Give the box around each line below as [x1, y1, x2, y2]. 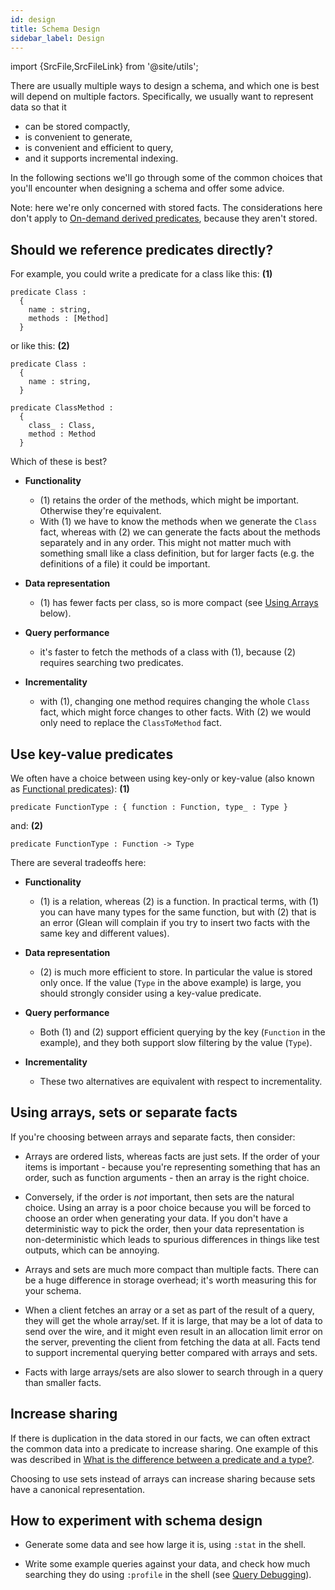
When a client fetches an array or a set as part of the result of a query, [24, 1304, 315, 1316]
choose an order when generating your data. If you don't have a [24, 1212, 288, 1224]
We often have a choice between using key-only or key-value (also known [10, 772, 315, 784]
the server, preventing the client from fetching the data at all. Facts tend [24, 1336, 321, 1348]
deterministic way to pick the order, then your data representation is [24, 1222, 305, 1235]
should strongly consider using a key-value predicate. [39, 987, 262, 999]
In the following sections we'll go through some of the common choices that [10, 172, 323, 184]
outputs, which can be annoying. [24, 1244, 160, 1256]
